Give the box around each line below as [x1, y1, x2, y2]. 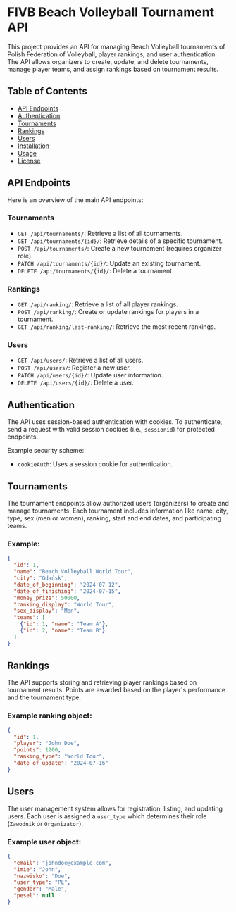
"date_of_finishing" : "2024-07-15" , [13, 587, 121, 595]
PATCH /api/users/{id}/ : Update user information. [17, 371, 163, 380]
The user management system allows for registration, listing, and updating [7, 804, 223, 813]
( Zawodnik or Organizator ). [7, 819, 83, 827]
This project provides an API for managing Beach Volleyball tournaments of [7, 42, 225, 51]
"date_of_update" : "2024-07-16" [13, 760, 109, 767]
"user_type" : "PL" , [13, 879, 71, 886]
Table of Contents [7, 85, 88, 97]
